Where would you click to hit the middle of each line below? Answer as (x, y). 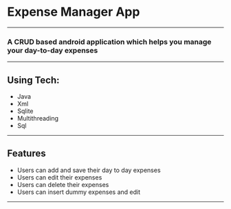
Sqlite (25, 111)
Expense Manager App (74, 12)
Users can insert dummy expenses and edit (79, 192)
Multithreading (38, 119)
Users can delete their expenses (63, 184)
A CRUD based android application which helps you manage (109, 42)
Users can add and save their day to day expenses (89, 170)
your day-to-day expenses (53, 50)
